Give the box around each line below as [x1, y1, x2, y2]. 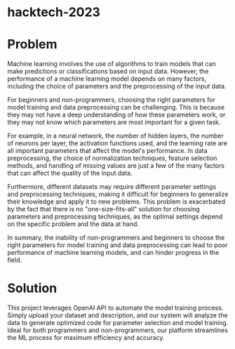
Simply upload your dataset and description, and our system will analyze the [7, 311, 228, 320]
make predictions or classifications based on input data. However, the [7, 67, 209, 76]
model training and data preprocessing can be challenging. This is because [7, 103, 225, 112]
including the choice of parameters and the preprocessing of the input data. [7, 82, 227, 91]
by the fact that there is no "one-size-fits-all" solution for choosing [7, 205, 200, 213]
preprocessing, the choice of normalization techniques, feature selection [7, 154, 217, 162]
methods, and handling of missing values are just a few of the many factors [7, 162, 225, 170]
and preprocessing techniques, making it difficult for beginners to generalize [7, 190, 229, 199]
